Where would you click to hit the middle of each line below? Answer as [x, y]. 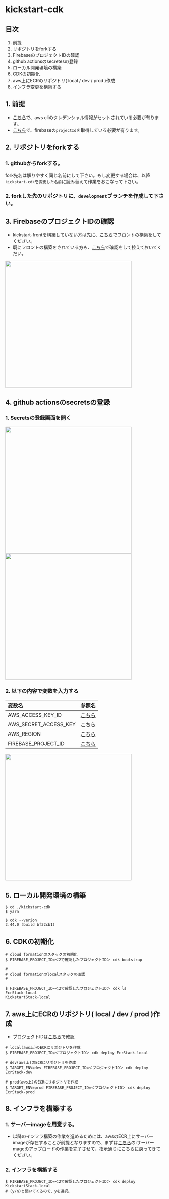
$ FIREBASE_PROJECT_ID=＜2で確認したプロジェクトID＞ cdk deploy [70, 1181]
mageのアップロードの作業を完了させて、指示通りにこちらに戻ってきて [87, 1149]
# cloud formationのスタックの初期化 [41, 954]
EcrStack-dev [19, 1072]
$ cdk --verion [21, 920]
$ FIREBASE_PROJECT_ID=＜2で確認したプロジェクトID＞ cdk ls [66, 988]
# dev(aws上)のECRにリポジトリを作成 [41, 1062]
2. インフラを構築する [32, 1170]
